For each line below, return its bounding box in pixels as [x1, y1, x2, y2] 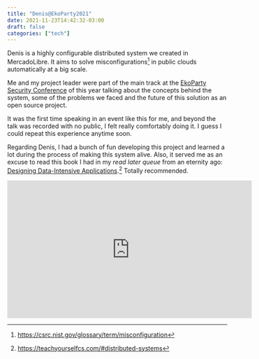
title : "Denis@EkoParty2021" [7, 10, 92, 17]
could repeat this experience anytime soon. [7, 129, 132, 137]
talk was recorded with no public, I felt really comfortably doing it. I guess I [7, 122, 222, 130]
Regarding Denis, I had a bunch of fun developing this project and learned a [7, 143, 225, 151]
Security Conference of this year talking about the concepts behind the [7, 85, 212, 94]
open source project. [7, 101, 68, 109]
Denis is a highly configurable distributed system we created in [7, 49, 188, 57]
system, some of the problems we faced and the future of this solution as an [7, 93, 227, 101]
